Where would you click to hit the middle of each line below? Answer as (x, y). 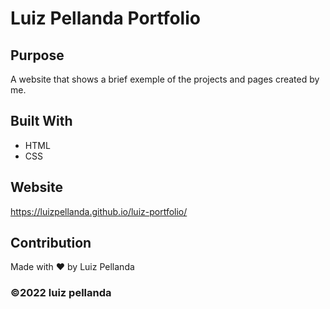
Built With (41, 121)
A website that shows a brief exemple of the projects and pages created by (165, 79)
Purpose (37, 55)
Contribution (51, 243)
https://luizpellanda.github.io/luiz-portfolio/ (99, 211)
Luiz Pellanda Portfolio (105, 18)
